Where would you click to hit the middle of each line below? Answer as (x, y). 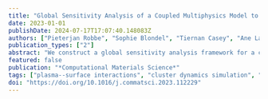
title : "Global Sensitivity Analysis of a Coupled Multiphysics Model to (134, 16)
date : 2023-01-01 (37, 23)
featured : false (35, 61)
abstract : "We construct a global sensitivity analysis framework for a (132, 53)
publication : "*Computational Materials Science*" (94, 68)
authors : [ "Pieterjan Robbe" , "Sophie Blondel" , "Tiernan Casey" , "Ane (130, 38)
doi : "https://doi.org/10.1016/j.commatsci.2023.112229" (105, 82)
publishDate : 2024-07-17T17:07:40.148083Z (80, 30)
